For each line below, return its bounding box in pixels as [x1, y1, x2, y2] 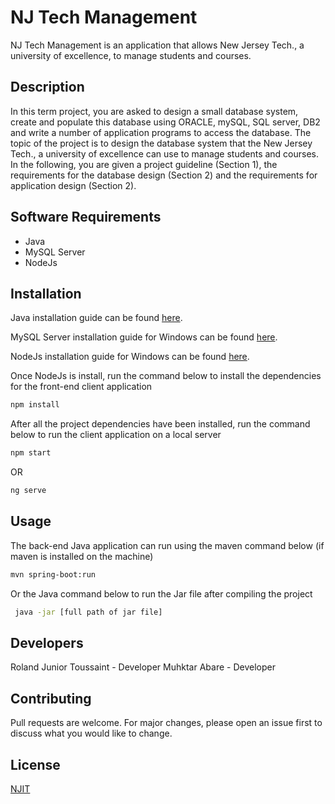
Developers [10, 634, 84, 651]
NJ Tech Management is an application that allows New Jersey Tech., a [10, 39, 305, 51]
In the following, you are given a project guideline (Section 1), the [10, 158, 278, 170]
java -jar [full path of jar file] [14, 607, 163, 617]
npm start [10, 448, 52, 458]
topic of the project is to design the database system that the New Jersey [10, 137, 313, 149]
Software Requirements [10, 209, 162, 226]
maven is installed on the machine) [10, 550, 154, 562]
